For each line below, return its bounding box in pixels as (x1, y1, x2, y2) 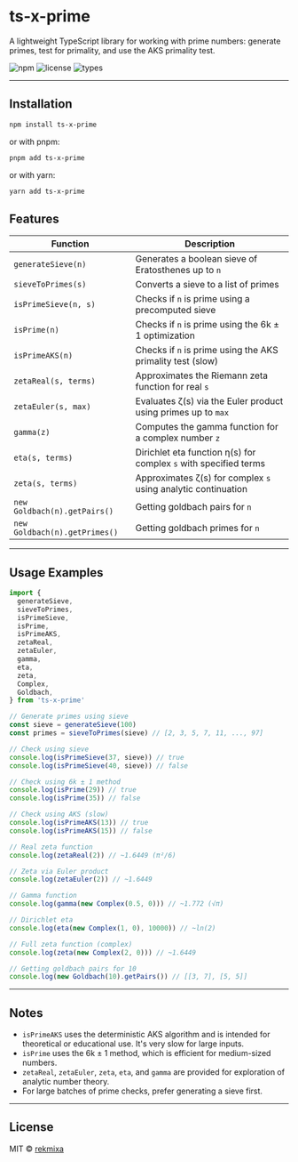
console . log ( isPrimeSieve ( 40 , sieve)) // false (9, 761, 189, 771)
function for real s (135, 381, 209, 393)
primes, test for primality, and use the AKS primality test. (9, 44, 216, 55)
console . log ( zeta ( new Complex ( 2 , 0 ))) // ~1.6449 (9, 948, 197, 957)
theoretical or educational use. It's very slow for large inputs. (21, 1038, 245, 1049)
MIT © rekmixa (9, 1143, 65, 1154)
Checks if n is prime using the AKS (135, 344, 278, 357)
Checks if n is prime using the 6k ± (135, 319, 279, 331)
